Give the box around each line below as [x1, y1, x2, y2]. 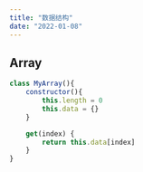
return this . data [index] [42, 138, 136, 147]
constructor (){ [25, 88, 83, 97]
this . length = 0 [42, 96, 103, 105]
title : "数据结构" [9, 13, 74, 23]
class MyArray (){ [9, 79, 75, 89]
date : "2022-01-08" [9, 22, 83, 31]
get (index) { [25, 129, 75, 139]
